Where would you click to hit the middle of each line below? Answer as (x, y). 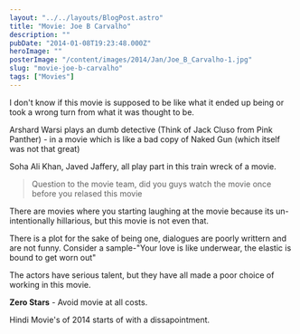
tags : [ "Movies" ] (42, 77)
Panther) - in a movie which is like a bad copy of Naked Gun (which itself (145, 139)
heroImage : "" (36, 52)
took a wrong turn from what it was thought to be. (102, 112)
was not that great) (45, 148)
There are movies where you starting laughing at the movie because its (141, 211)
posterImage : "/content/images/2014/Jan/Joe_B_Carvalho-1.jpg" (131, 60)
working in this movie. (50, 284)
